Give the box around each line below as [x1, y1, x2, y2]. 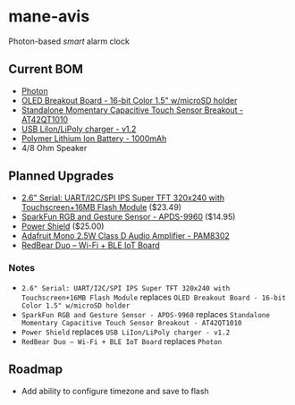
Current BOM [8, 62, 84, 77]
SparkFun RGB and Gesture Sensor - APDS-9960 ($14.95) [21, 211, 236, 222]
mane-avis [8, 6, 90, 27]
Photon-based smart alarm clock [8, 36, 131, 46]
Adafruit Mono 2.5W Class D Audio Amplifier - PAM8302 [21, 230, 230, 240]
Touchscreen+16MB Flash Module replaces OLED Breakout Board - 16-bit [21, 291, 287, 302]
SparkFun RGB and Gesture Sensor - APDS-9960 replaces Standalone [21, 308, 270, 319]
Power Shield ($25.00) [21, 221, 105, 232]
